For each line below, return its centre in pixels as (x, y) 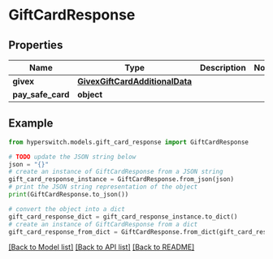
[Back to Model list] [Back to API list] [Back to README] (102, 247)
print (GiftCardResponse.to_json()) (69, 195)
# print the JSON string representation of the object (103, 187)
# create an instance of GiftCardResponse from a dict (103, 224)
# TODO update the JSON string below (72, 157)
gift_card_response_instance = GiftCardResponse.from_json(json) (121, 179)
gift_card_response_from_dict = (63, 232)
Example (31, 123)
